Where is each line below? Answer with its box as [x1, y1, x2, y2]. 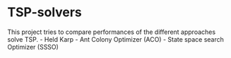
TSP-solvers [7, 4, 83, 21]
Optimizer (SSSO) [7, 42, 59, 51]
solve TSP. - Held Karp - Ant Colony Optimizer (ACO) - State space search [7, 35, 225, 43]
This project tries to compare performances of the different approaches [7, 28, 216, 36]
